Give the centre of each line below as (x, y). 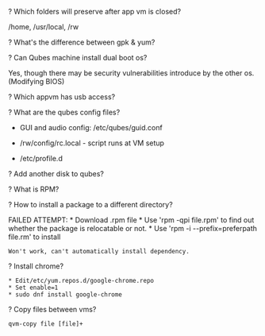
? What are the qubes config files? (64, 112)
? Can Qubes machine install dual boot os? (78, 58)
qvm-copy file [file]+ (46, 324)
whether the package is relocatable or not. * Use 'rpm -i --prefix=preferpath (133, 228)
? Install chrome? (36, 266)
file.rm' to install (35, 237)
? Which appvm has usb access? (62, 97)
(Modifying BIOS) (36, 81)
